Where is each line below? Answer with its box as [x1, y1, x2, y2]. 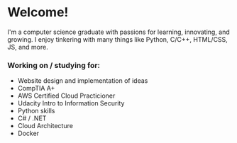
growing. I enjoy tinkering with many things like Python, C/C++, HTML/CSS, [7, 35, 228, 43]
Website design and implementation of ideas [17, 76, 148, 85]
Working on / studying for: [7, 60, 101, 70]
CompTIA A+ [17, 84, 55, 93]
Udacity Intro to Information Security [17, 99, 125, 108]
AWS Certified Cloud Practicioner [17, 91, 116, 100]
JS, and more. [7, 42, 48, 51]
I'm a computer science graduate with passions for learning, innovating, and [7, 28, 231, 36]
